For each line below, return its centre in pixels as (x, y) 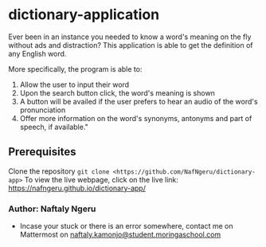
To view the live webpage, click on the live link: (102, 179)
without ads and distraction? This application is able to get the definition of (131, 45)
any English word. (37, 53)
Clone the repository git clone (59, 171)
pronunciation (43, 110)
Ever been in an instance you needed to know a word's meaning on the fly (130, 37)
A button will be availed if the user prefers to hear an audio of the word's (139, 101)
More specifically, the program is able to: (75, 69)
